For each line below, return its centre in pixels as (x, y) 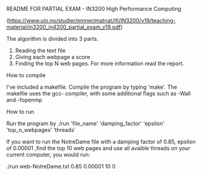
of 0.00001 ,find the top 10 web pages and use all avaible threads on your (98, 148)
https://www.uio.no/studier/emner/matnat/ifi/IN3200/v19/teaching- (92, 20)
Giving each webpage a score (53, 57)
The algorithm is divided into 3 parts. (52, 39)
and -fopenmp (24, 100)
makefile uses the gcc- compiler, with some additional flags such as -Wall (99, 93)
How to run (20, 112)
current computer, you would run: (48, 155)
